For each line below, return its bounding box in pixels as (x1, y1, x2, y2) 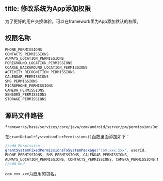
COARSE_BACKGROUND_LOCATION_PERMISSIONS (5, 65, 88, 70)
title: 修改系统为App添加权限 (5, 4, 91, 13)
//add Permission (5, 143, 40, 148)
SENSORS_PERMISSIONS (5, 92, 47, 97)
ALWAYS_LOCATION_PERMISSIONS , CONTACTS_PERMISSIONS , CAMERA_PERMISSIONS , (5, 157, 158, 162)
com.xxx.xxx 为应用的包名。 (5, 171, 59, 177)
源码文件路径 (5, 111, 44, 120)
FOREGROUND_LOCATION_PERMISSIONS (5, 61, 73, 66)
